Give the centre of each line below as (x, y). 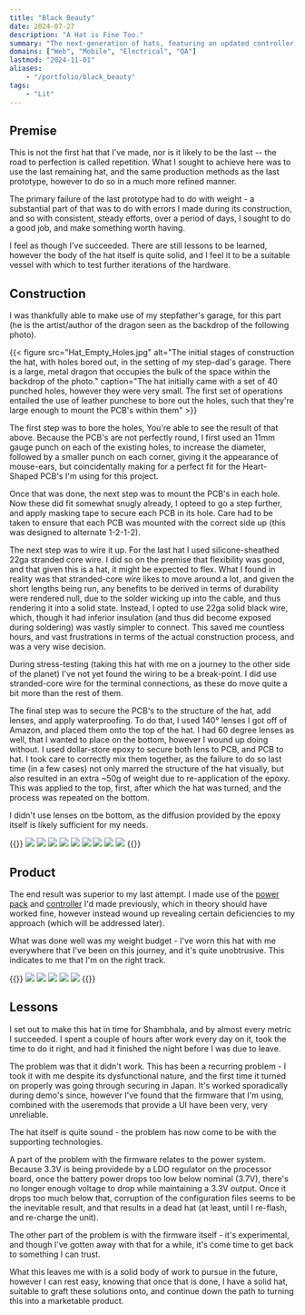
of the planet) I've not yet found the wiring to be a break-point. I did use (143, 674)
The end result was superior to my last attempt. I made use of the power (144, 894)
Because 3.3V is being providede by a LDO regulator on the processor (141, 1169)
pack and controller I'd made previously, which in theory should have (138, 903)
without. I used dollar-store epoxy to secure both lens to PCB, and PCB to (147, 750)
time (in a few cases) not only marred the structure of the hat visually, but (147, 769)
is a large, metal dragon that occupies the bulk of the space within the (140, 372)
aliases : (26, 69)
